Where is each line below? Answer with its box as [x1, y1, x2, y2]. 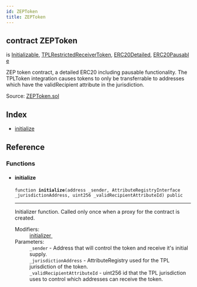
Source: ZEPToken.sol [6, 93, 60, 100]
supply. [29, 250, 47, 258]
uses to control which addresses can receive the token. [29, 275, 163, 282]
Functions [6, 159, 35, 168]
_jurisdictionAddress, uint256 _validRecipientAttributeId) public [14, 192, 183, 198]
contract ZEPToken [6, 36, 78, 46]
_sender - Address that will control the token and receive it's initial [29, 244, 189, 251]
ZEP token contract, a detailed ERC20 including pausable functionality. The [6, 69, 188, 76]
